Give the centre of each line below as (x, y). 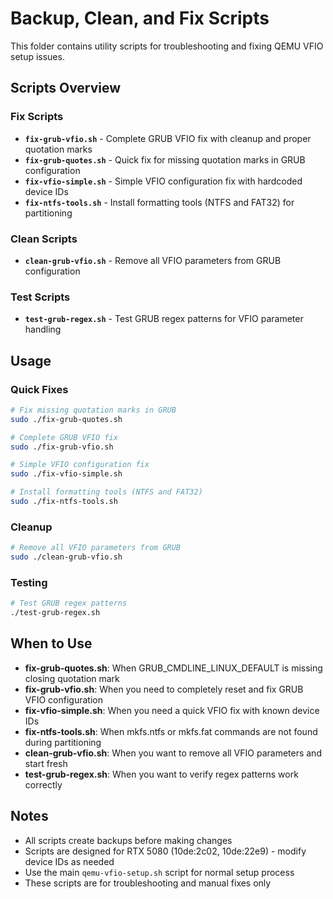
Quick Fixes (39, 389)
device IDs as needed (69, 861)
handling (43, 329)
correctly (43, 784)
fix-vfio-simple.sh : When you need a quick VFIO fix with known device (172, 710)
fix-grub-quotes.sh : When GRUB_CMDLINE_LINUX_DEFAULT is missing (173, 668)
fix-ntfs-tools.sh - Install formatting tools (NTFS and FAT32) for (159, 202)
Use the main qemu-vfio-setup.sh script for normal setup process (159, 872)
